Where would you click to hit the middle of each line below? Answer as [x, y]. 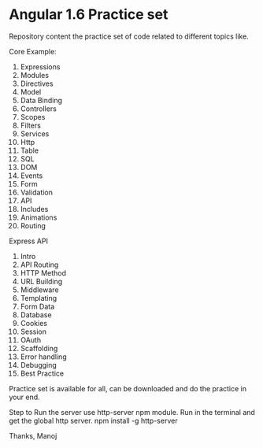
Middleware [39, 290]
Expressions [40, 67]
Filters [31, 125]
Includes [34, 209]
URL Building [41, 281]
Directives [37, 83]
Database [36, 315]
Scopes [33, 117]
